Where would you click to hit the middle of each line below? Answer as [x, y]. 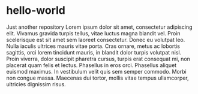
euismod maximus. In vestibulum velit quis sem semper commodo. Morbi [97, 71]
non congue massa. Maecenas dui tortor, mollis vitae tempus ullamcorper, [97, 78]
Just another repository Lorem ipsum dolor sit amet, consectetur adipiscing [99, 27]
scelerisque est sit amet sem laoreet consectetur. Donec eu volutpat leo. [96, 40]
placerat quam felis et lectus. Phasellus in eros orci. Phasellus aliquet [91, 65]
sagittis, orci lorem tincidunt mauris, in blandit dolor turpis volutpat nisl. [94, 52]
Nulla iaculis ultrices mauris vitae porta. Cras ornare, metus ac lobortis [93, 46]
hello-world [36, 10]
